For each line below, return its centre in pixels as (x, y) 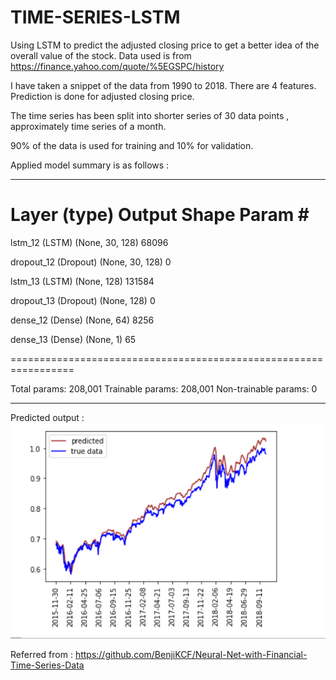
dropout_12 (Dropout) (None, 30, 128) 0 (91, 262)
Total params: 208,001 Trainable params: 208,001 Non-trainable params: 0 (164, 388)
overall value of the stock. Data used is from (101, 55)
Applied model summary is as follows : (90, 165)
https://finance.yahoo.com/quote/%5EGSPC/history (117, 66)
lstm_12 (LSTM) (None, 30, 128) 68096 (89, 242)
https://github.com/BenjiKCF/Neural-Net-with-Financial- (191, 655)
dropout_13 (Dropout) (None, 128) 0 (83, 300)
